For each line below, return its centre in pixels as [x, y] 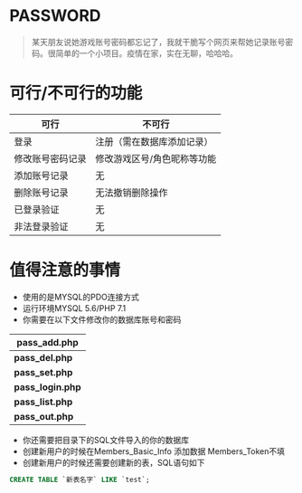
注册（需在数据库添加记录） [155, 141]
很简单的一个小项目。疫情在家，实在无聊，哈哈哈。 [142, 53]
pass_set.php [43, 372]
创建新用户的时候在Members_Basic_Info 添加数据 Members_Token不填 [154, 451]
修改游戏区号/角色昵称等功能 [156, 158]
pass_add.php [47, 342]
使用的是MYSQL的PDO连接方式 [81, 297]
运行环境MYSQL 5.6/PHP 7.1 [74, 308]
